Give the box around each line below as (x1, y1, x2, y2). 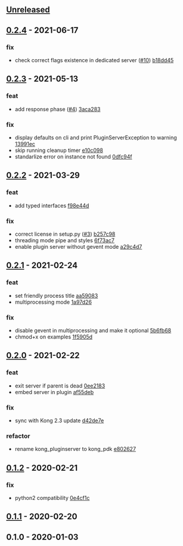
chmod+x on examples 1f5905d (14, 333, 93, 340)
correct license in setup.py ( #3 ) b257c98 (14, 230, 116, 238)
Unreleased (6, 5, 51, 15)
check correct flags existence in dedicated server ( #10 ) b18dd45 (14, 57, 174, 64)
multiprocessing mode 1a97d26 (14, 298, 92, 306)
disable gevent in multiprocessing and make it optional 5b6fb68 (14, 327, 172, 334)
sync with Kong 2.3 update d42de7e (14, 417, 104, 424)
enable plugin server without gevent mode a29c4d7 (14, 243, 142, 251)
